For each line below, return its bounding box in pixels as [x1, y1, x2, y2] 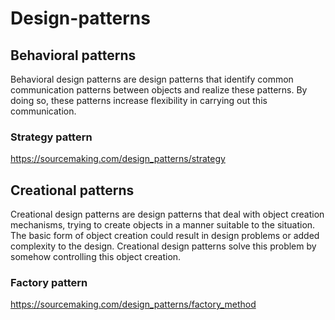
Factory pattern [10, 276, 88, 290]
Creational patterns [10, 182, 135, 199]
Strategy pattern [10, 130, 93, 144]
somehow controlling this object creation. [10, 251, 182, 263]
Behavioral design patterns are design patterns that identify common [10, 73, 294, 85]
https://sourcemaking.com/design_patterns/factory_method [10, 298, 257, 311]
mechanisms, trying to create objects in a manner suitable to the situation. [10, 219, 316, 231]
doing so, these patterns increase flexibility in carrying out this [10, 95, 268, 106]
